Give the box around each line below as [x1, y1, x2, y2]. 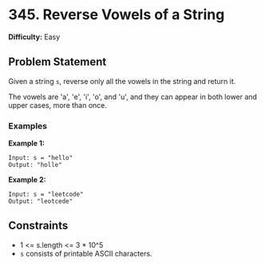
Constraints [8, 219, 69, 232]
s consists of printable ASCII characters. [19, 248, 153, 258]
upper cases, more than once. [8, 100, 108, 109]
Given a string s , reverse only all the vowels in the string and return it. [8, 76, 236, 85]
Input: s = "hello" [8, 154, 73, 162]
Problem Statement [8, 55, 107, 69]
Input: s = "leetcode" [8, 190, 84, 199]
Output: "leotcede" [8, 197, 73, 205]
